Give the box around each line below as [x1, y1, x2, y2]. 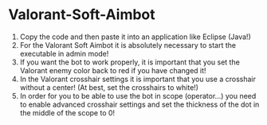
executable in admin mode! [19, 49, 109, 58]
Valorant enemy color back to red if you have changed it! [19, 65, 206, 75]
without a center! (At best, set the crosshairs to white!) [19, 82, 199, 92]
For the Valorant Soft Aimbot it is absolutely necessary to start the [19, 40, 237, 49]
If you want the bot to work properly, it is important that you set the [19, 57, 241, 67]
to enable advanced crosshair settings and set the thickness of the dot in [19, 100, 260, 109]
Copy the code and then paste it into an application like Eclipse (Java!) [19, 32, 251, 41]
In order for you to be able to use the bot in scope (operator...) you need [19, 91, 257, 100]
